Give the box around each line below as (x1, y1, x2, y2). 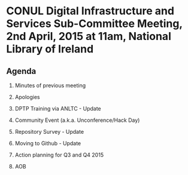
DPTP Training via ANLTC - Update (14, 105, 102, 112)
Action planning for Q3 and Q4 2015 (14, 151, 104, 158)
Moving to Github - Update (14, 140, 81, 147)
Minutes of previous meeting (14, 82, 86, 89)
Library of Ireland (6, 42, 94, 56)
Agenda (6, 66, 37, 76)
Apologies (14, 94, 40, 100)
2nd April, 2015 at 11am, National (6, 30, 172, 43)
